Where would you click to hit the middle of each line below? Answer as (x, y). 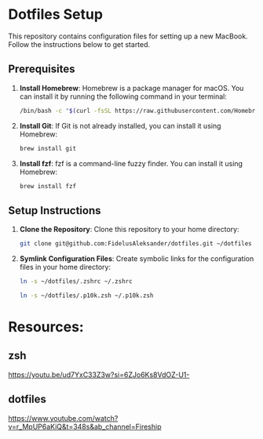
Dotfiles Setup (56, 15)
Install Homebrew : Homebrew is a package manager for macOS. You (131, 88)
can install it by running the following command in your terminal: (123, 96)
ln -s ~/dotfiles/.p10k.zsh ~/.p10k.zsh (86, 296)
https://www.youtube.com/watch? (63, 418)
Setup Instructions (55, 210)
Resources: (46, 327)
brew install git (48, 148)
